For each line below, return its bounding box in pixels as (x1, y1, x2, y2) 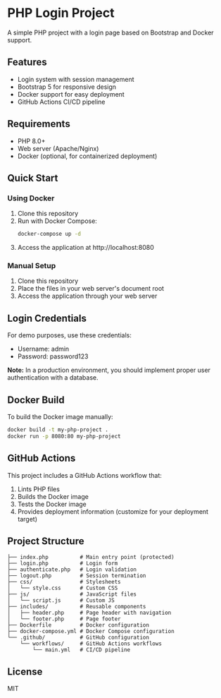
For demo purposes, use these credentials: (7, 331, 132, 339)
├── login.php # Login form (7, 560, 118, 567)
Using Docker (7, 193, 55, 203)
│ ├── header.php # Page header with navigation (7, 609, 172, 617)
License (7, 666, 43, 678)
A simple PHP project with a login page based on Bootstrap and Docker (7, 28, 214, 37)
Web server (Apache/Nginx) (17, 144, 99, 152)
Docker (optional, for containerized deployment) (17, 152, 158, 160)
